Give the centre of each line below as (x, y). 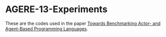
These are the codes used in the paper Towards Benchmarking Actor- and (83, 23)
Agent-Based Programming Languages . (47, 28)
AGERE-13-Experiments (56, 9)
